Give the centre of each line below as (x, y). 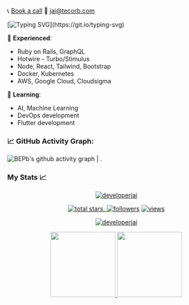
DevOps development (48, 115)
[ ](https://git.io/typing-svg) (66, 25)
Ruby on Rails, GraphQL (51, 51)
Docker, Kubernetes (46, 74)
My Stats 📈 (27, 177)
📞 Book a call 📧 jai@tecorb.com (51, 11)
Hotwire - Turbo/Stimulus (53, 59)
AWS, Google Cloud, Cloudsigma (64, 81)
